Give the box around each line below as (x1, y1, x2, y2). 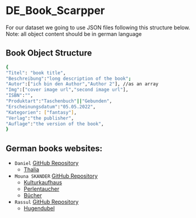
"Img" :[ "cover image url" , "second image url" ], (5, 86, 129, 93)
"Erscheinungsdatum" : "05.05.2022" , (5, 104, 96, 110)
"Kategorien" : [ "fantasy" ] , (5, 109, 77, 116)
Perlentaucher (23, 185, 60, 192)
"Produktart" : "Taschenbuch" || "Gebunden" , (5, 98, 113, 104)
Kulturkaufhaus (23, 179, 62, 186)
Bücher (23, 192, 42, 199)
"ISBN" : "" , (5, 93, 33, 99)
